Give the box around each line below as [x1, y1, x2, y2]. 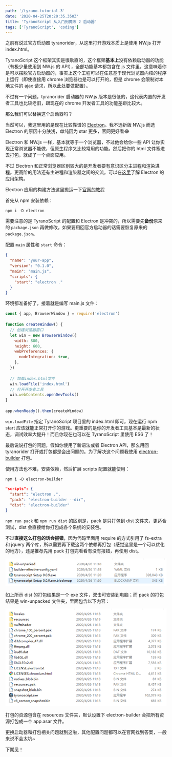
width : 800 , [14, 338, 40, 343]
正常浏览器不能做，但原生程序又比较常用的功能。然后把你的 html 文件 [9, 146, 156, 152]
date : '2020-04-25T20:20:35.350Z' [5, 13, 79, 19]
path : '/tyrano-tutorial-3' [5, 8, 66, 13]
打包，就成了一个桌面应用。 [9, 152, 68, 158]
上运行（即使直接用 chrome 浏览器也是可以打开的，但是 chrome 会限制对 [5, 76, 160, 83]
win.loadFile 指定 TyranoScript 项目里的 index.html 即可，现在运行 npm [5, 418, 157, 424]
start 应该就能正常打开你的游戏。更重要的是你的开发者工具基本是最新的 [5, 424, 155, 431]
